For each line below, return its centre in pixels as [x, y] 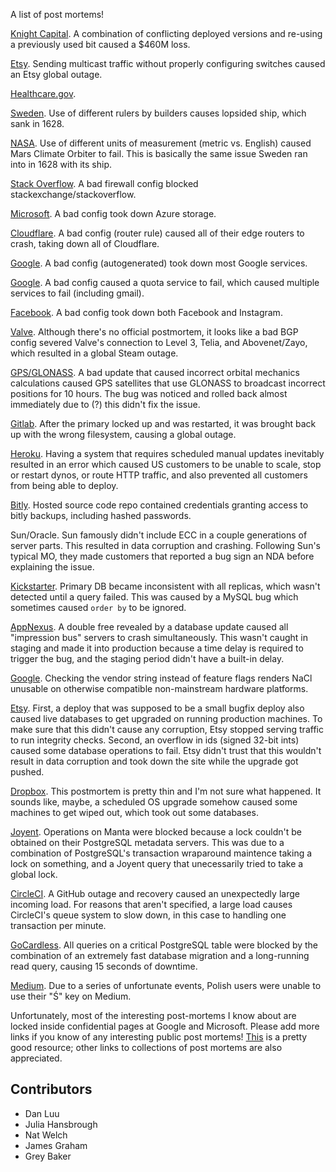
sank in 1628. [37, 123]
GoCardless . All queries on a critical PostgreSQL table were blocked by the [164, 945]
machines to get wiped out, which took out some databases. [134, 812]
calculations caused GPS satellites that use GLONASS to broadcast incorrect [168, 383]
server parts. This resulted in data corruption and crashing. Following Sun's [165, 545]
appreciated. [36, 1058]
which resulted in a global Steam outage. [94, 353]
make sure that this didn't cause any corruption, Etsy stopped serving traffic [167, 729]
